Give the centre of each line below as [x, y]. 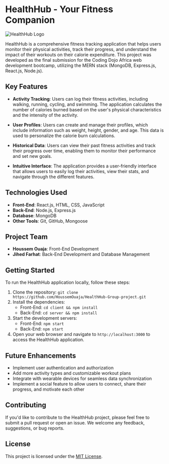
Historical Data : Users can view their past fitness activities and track [84, 145]
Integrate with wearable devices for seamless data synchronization [82, 378]
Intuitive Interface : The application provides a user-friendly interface [84, 166]
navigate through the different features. [53, 177]
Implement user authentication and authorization [63, 368]
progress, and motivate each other [48, 389]
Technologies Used [36, 193]
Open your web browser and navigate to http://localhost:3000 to [81, 334]
